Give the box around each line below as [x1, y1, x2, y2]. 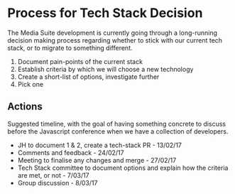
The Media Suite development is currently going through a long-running [7, 28, 218, 37]
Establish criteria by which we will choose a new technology [17, 65, 194, 73]
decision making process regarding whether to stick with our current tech [7, 36, 222, 44]
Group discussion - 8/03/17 [17, 178, 98, 187]
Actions [7, 101, 43, 113]
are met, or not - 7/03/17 [17, 171, 90, 179]
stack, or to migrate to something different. [7, 43, 133, 52]
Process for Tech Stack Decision [7, 5, 203, 21]
